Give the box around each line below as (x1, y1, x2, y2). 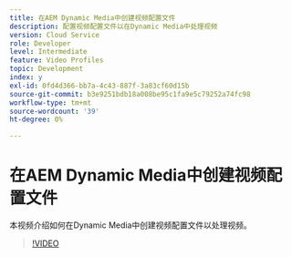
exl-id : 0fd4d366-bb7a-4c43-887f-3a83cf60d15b (9, 81, 190, 90)
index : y (9, 73, 43, 82)
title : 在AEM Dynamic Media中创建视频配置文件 (9, 13, 176, 23)
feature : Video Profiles (9, 56, 104, 65)
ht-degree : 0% (9, 115, 64, 124)
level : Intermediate (9, 47, 89, 57)
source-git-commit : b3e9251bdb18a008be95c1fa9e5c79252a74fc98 (9, 89, 251, 98)
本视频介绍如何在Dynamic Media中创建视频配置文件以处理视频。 (9, 220, 253, 231)
